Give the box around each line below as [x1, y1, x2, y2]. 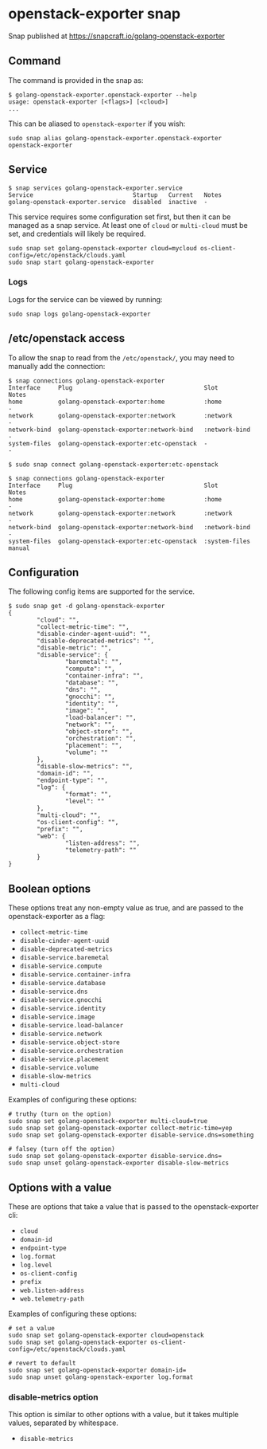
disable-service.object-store [19, 1039, 121, 1046]
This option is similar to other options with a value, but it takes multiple [8, 1410, 239, 1420]
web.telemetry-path [19, 1295, 85, 1303]
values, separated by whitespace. [8, 1418, 119, 1427]
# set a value [8, 1325, 56, 1333]
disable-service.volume [19, 1064, 99, 1072]
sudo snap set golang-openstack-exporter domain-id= [8, 1366, 187, 1375]
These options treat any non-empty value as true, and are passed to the [8, 903, 244, 913]
